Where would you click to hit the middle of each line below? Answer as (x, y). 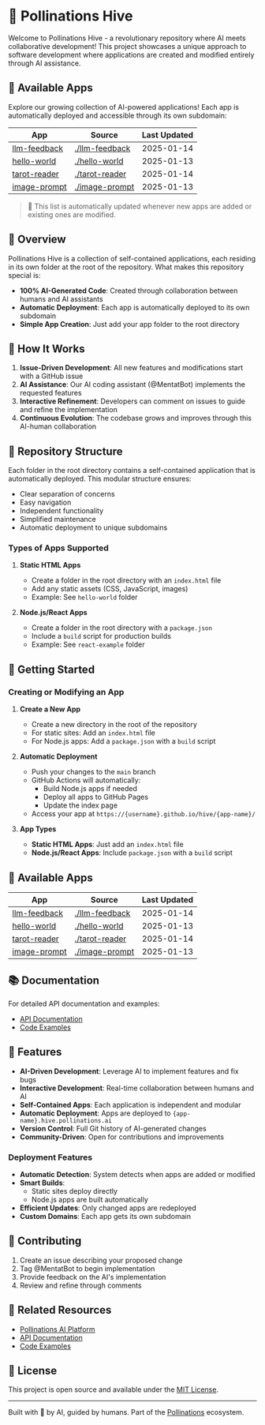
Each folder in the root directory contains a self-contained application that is (132, 471)
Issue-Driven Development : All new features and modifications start (131, 368)
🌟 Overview (37, 240)
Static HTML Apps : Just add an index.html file (107, 845)
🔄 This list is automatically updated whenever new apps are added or (140, 206)
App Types (38, 829)
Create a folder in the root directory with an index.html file (126, 580)
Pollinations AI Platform (58, 1329)
